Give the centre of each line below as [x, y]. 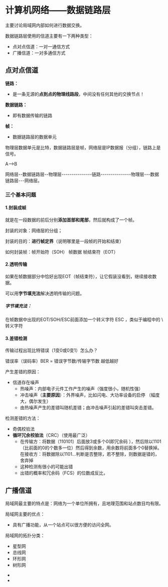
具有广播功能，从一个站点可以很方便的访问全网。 [63, 525]
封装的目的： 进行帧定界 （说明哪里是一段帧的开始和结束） [64, 241]
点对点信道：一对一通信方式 [41, 46]
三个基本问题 [21, 195]
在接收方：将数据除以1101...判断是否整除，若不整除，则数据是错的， [90, 454]
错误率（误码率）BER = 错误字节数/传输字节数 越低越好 [62, 361]
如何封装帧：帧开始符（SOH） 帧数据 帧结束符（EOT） [62, 251]
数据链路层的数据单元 [34, 137]
